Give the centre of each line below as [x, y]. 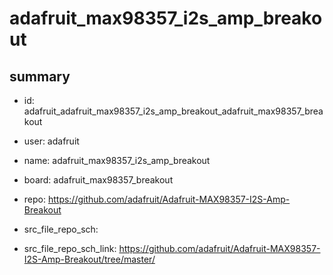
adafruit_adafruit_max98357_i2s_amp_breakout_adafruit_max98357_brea [173, 111]
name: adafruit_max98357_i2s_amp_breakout [117, 160]
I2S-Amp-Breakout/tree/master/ [89, 259]
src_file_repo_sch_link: [70, 248]
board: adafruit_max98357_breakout [98, 180]
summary [40, 76]
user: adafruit [51, 141]
